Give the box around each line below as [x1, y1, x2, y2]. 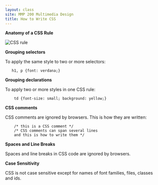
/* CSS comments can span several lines [14, 128, 98, 134]
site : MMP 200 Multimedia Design [5, 12, 74, 17]
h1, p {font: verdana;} [11, 68, 61, 73]
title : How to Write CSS [5, 16, 56, 21]
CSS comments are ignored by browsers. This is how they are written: [5, 114, 147, 120]
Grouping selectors [5, 49, 46, 55]
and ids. [5, 175, 22, 181]
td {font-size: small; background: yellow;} [14, 96, 107, 101]
